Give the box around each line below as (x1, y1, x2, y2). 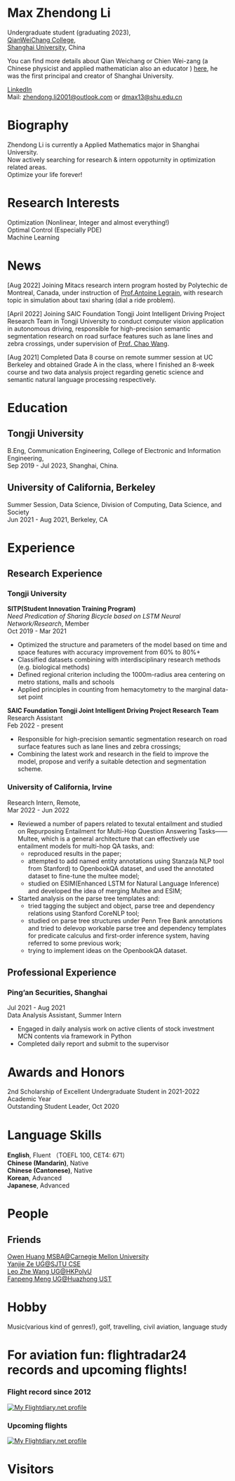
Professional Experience (7, 967, 117, 979)
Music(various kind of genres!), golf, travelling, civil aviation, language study (7, 1322, 228, 1331)
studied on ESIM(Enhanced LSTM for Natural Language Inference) (27, 879, 220, 888)
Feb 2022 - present (7, 721, 64, 730)
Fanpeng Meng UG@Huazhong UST (7, 1275, 112, 1283)
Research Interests (7, 195, 120, 211)
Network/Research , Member (7, 619, 90, 628)
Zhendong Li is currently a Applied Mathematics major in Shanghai (7, 140, 200, 149)
